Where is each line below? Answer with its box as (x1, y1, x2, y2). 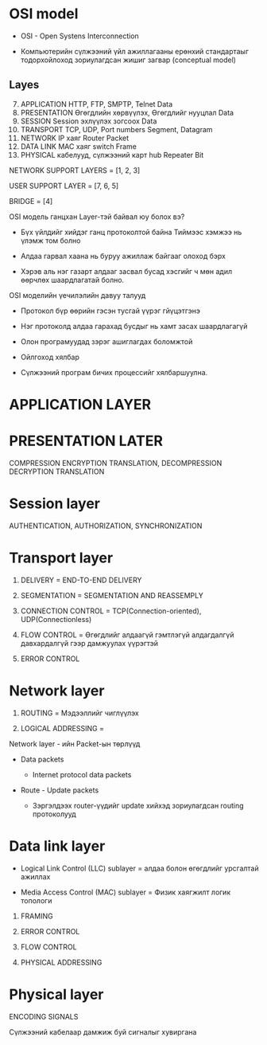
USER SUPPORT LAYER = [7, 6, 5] (9, 181, 119, 190)
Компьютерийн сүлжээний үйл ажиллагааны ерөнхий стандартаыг (20, 46, 250, 56)
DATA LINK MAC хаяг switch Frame (20, 141, 137, 151)
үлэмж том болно (20, 236, 81, 245)
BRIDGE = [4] (9, 196, 53, 205)
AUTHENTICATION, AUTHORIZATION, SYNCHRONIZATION (9, 521, 203, 530)
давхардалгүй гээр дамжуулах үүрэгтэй (20, 638, 158, 648)
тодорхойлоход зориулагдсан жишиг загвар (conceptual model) (20, 55, 237, 65)
